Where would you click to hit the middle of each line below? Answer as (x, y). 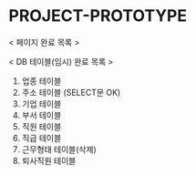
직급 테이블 (41, 138)
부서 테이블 (41, 115)
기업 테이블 (41, 103)
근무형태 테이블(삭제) (59, 149)
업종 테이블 (41, 81)
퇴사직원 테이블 (49, 160)
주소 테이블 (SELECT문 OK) (71, 92)
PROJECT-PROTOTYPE (98, 16)
